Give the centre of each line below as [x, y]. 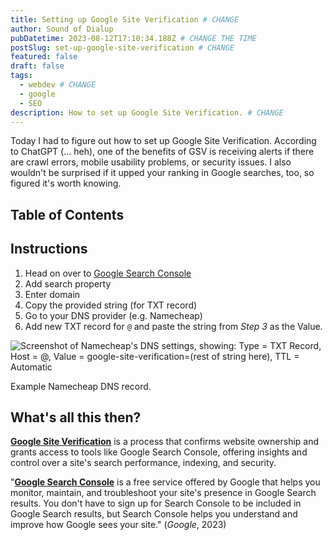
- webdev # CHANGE [58, 85]
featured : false [44, 57]
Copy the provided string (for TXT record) [111, 305]
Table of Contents [67, 214]
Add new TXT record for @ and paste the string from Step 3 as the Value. [173, 326]
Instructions [49, 249]
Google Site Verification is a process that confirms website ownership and [165, 442]
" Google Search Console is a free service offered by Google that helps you [165, 482]
